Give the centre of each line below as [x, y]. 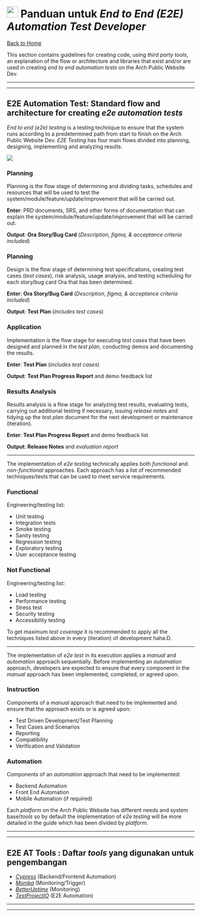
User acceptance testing [46, 555]
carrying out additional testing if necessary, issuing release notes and [92, 411]
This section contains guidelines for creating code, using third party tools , [98, 54]
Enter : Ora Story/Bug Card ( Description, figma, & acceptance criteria [92, 294]
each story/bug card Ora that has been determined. [70, 282]
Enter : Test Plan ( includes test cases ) [53, 364]
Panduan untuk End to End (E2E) [102, 14]
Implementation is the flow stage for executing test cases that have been [96, 340]
